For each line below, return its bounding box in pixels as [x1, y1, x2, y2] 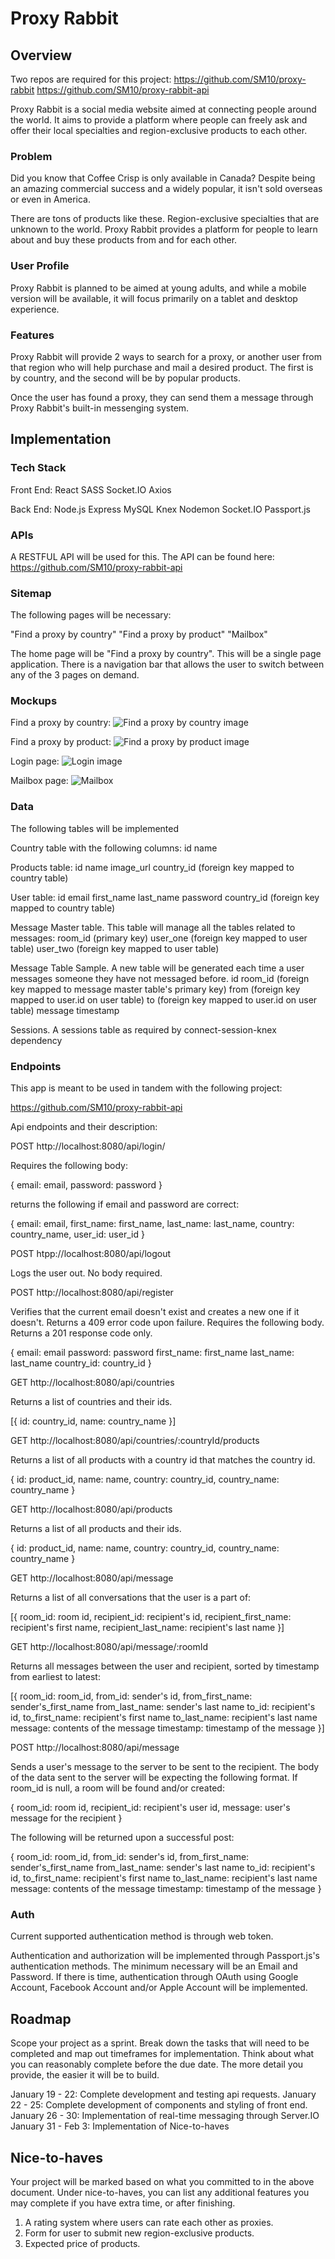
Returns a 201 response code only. [10, 1327, 153, 1339]
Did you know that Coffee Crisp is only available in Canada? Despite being [10, 172, 316, 184]
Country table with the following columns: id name [10, 842, 218, 854]
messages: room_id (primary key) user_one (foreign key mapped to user [10, 932, 308, 944]
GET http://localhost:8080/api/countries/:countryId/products [10, 1435, 260, 1447]
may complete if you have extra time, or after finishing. [10, 2197, 236, 2209]
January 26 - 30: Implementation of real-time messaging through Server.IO [10, 2110, 320, 2122]
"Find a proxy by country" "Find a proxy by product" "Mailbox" [10, 628, 268, 641]
